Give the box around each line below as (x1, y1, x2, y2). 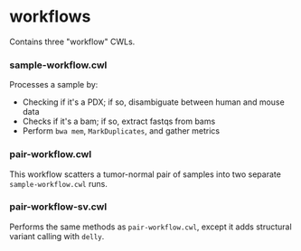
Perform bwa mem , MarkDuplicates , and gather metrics (22, 125, 220, 136)
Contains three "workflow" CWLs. (9, 36, 136, 47)
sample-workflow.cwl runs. (9, 178, 108, 189)
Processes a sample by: (9, 79, 99, 90)
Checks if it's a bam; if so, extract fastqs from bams (22, 116, 216, 127)
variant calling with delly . (9, 230, 105, 241)
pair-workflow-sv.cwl (9, 200, 108, 213)
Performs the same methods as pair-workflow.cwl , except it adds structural (9, 221, 292, 232)
